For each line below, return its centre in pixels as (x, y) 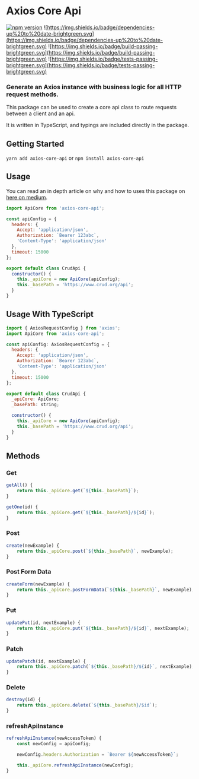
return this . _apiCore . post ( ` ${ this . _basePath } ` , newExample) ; (95, 551)
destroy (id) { (24, 700)
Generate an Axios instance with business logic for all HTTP (94, 87)
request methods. (33, 94)
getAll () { (20, 485)
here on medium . (27, 197)
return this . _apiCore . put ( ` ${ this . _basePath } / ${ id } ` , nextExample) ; (103, 628)
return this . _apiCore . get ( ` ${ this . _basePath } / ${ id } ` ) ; (86, 512)
